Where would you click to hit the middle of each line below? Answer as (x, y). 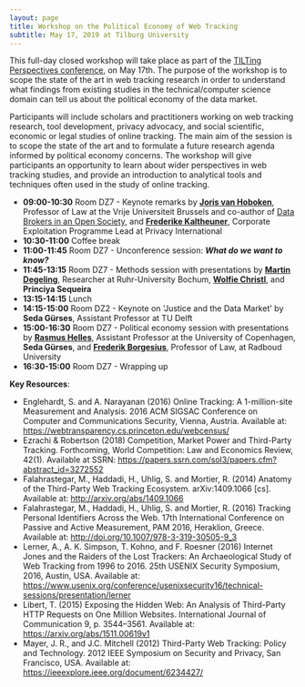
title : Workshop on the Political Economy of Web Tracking (124, 26)
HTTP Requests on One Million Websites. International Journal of (144, 614)
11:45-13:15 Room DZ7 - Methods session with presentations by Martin (157, 270)
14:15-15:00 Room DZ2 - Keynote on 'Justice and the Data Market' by (153, 308)
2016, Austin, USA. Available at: (81, 576)
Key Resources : (40, 384)
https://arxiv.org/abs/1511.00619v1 (86, 634)
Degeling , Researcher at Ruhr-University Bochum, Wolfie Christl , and (153, 279)
